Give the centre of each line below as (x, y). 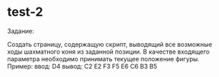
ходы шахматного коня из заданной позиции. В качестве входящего (108, 52)
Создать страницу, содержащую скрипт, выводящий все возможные (110, 44)
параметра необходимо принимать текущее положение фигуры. (103, 58)
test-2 (25, 12)
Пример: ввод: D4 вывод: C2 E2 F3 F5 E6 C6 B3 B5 (82, 66)
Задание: (21, 31)
